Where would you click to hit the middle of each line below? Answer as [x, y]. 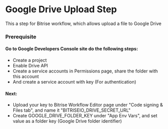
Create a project [30, 60]
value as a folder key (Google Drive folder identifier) [67, 121]
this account [26, 76]
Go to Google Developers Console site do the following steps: [72, 49]
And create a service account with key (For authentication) [74, 82]
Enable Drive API [30, 66]
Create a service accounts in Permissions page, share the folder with [85, 71]
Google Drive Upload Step [61, 9]
